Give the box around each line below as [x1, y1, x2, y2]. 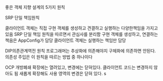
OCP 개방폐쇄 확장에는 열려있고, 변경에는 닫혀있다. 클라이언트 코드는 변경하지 [5, 64, 153, 70]
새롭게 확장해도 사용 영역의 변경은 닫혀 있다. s [19, 71, 107, 76]
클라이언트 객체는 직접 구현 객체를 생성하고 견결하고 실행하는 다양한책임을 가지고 [5, 25, 158, 31]
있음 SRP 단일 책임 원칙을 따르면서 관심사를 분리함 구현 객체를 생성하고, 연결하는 [5, 31, 158, 37]
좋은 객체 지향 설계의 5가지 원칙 [5, 4, 65, 10]
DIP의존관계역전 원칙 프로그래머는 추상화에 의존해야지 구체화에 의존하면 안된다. [5, 48, 156, 54]
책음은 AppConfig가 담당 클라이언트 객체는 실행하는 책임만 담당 [5, 37, 126, 43]
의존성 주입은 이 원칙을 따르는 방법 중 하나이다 [5, 54, 93, 60]
